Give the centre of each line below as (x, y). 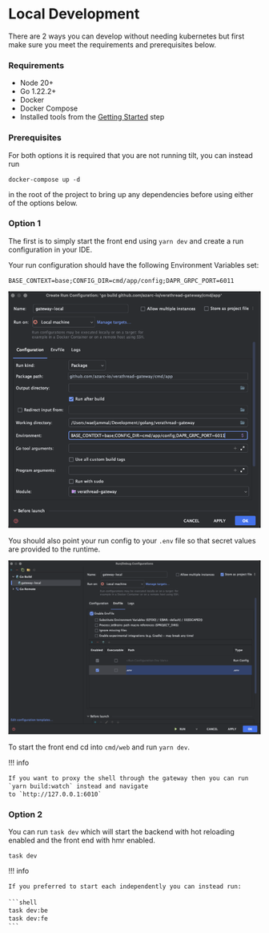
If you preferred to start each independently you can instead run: (125, 887)
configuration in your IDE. (50, 249)
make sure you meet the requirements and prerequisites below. (112, 44)
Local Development (74, 14)
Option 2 (25, 814)
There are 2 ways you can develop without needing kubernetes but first (126, 36)
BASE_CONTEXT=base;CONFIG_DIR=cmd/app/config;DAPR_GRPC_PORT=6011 (121, 281)
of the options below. (43, 203)
